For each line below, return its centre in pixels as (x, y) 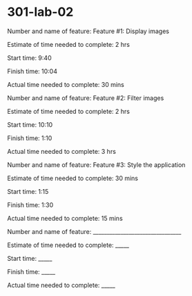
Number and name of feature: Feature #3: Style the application (96, 165)
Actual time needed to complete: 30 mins (66, 84)
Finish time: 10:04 (32, 71)
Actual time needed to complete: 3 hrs (61, 151)
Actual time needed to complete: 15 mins (65, 218)
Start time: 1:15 (28, 191)
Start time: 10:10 (30, 124)
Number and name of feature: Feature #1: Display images (88, 31)
